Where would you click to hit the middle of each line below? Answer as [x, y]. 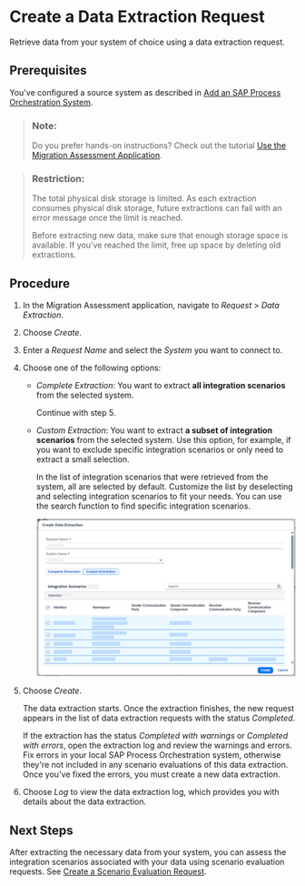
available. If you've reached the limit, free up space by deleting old [156, 245]
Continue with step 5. [76, 413]
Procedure [40, 283]
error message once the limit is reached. [107, 218]
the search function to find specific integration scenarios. [143, 506]
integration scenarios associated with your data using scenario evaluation [147, 862]
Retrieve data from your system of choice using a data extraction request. [148, 42]
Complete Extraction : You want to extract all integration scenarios [161, 386]
